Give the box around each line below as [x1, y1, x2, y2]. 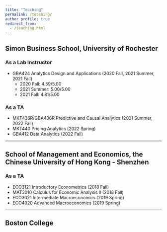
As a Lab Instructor [5, 59, 52, 66]
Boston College [5, 219, 54, 228]
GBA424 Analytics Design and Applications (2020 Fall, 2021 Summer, [12, 70, 155, 76]
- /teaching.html [9, 26, 46, 31]
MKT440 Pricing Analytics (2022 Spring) [12, 126, 96, 132]
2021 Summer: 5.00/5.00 [19, 86, 71, 92]
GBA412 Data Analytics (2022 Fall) [12, 131, 83, 137]
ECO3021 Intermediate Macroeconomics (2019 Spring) [12, 194, 124, 200]
